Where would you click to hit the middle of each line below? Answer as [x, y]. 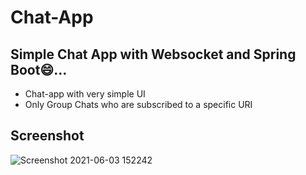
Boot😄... [39, 69]
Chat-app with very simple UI [85, 94]
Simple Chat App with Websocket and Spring [153, 54]
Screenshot [47, 136]
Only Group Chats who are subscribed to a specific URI [138, 104]
